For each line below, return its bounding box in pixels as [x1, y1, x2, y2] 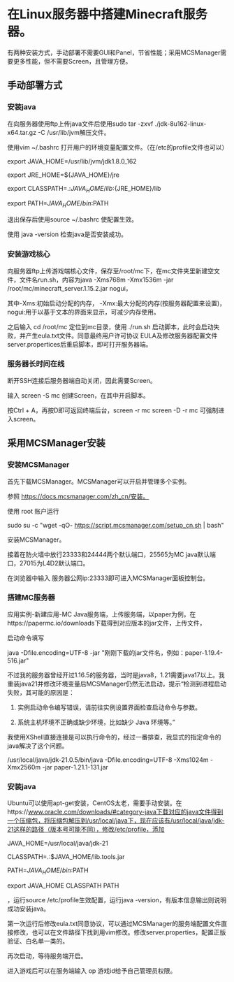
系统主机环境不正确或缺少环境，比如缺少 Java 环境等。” [17, 718, 176, 726]
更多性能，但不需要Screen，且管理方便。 [13, 57, 132, 65]
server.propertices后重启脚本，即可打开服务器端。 [7, 340, 152, 348]
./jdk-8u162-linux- [154, 120, 207, 128]
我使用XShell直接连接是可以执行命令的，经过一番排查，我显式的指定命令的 [7, 732, 221, 741]
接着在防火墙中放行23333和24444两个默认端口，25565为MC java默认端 [7, 550, 217, 558]
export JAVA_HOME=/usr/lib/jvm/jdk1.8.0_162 [7, 157, 138, 165]
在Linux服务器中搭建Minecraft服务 [7, 6, 208, 22]
